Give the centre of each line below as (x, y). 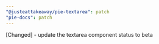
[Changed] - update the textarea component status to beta (79, 34)
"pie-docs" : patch (29, 17)
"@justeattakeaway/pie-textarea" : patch (58, 12)
